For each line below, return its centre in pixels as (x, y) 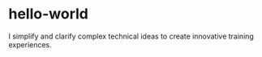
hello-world (49, 14)
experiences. (30, 44)
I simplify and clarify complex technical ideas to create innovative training (131, 36)
